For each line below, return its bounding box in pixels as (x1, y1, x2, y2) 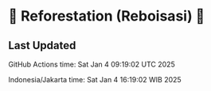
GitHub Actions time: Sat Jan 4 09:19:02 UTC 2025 (8, 59, 175, 69)
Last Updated (8, 39, 76, 52)
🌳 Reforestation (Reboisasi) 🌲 (8, 7, 205, 25)
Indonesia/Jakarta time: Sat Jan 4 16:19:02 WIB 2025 (8, 75, 182, 84)
